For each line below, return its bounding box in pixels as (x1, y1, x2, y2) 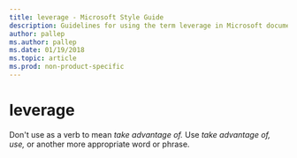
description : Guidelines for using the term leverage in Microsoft (9, 21, 263, 30)
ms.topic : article (9, 54, 77, 63)
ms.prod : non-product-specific (9, 63, 125, 71)
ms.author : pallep (9, 37, 77, 47)
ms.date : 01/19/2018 (9, 46, 86, 55)
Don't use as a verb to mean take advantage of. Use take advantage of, (9, 129, 271, 139)
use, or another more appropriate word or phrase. (9, 139, 190, 149)
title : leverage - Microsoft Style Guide (9, 12, 164, 22)
